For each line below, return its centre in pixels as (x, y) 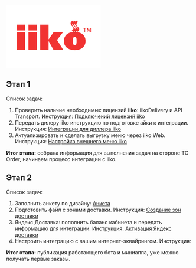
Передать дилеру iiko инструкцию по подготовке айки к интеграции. (102, 122)
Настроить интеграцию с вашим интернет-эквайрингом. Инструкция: (103, 241)
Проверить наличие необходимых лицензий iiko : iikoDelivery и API (99, 110)
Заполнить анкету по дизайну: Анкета (63, 203)
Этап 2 (19, 178)
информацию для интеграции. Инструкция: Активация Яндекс (93, 228)
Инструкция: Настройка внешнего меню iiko (71, 141)
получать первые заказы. (38, 259)
